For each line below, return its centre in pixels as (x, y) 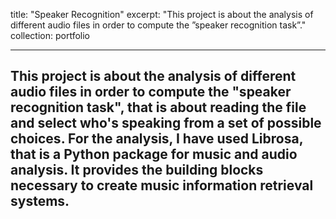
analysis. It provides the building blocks (137, 170)
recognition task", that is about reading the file (158, 107)
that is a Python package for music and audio (154, 154)
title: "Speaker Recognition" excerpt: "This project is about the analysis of (162, 14)
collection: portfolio (50, 35)
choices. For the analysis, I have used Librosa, (157, 139)
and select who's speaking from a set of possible (166, 123)
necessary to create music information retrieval (162, 185)
